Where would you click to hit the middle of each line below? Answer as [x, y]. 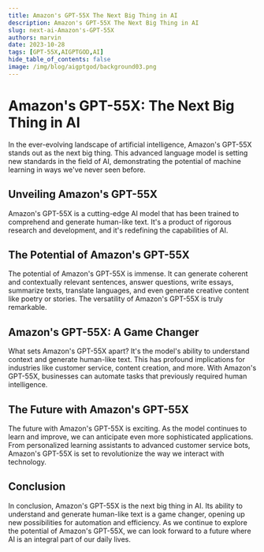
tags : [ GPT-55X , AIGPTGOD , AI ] [56, 52]
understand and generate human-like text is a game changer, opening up [127, 514]
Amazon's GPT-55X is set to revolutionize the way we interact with [116, 453]
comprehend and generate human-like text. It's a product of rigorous [120, 222]
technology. [28, 461]
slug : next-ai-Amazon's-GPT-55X [61, 30]
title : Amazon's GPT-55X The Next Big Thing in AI [93, 15]
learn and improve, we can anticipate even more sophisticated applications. [131, 436]
